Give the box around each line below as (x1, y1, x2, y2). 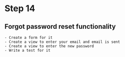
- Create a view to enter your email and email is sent (4, 39, 120, 44)
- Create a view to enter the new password (4, 44, 94, 49)
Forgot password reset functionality (4, 22, 116, 31)
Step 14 (4, 3, 36, 14)
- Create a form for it (4, 35, 53, 40)
